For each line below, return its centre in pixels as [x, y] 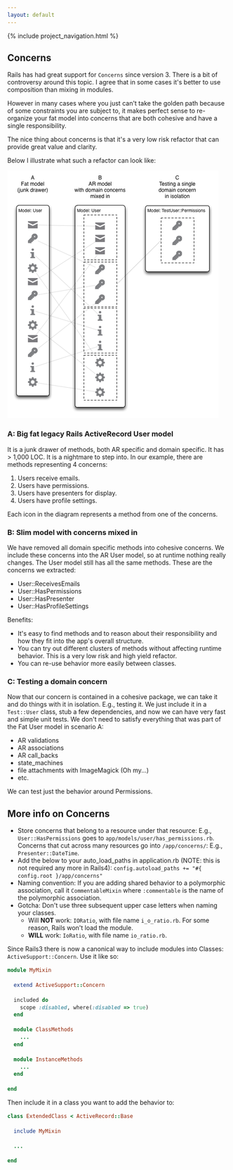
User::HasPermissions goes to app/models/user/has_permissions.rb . [116, 838]
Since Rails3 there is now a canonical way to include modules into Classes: [115, 949]
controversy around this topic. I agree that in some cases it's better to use [114, 82]
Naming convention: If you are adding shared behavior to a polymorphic [121, 883]
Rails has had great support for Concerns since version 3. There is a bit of [113, 75]
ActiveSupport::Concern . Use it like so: [63, 957]
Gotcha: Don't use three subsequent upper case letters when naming [117, 905]
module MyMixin [29, 970]
